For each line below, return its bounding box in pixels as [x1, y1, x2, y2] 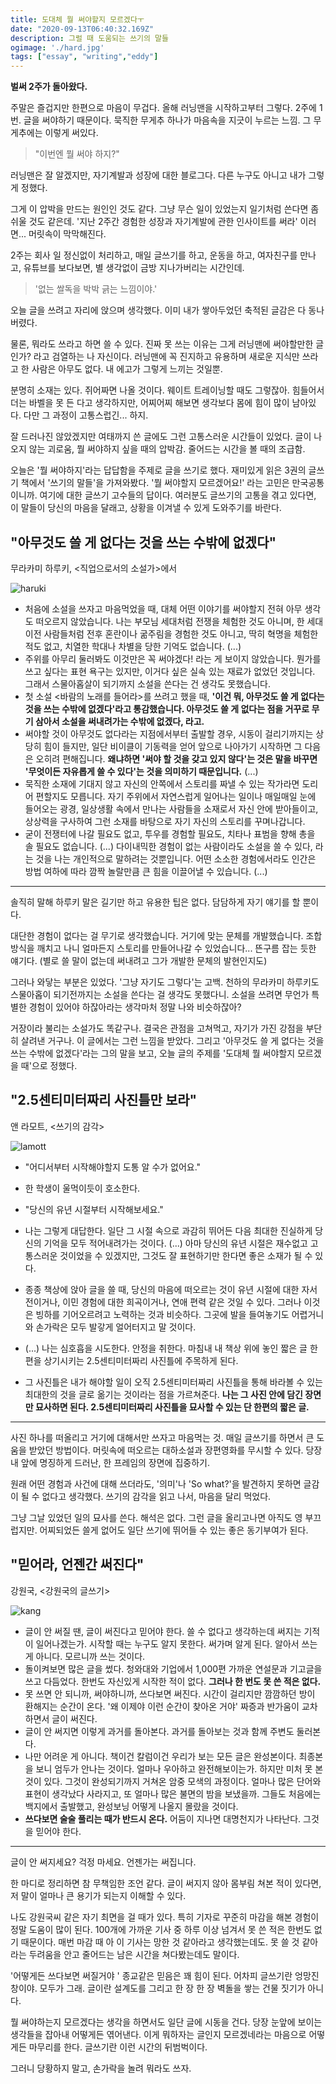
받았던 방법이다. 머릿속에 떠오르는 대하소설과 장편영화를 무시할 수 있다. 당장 [28, 1444, 323, 1456]
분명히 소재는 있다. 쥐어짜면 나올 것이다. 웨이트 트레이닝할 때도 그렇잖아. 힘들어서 [10, 384, 325, 396]
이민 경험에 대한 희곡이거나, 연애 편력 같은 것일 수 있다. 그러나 [62, 1296, 302, 1308]
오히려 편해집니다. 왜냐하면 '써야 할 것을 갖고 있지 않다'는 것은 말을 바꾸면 [35, 752, 318, 765]
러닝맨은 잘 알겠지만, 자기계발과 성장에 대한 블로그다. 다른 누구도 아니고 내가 [10, 169, 307, 181]
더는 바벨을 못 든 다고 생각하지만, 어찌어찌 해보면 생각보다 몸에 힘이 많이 [10, 397, 290, 409]
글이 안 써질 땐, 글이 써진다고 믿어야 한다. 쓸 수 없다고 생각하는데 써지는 [24, 1625, 302, 1637]
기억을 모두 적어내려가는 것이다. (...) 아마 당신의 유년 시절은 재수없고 [43, 1237, 308, 1249]
